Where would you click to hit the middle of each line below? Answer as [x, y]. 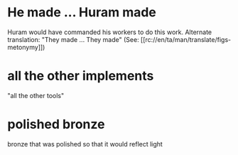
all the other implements [81, 76]
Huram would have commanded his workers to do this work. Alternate [110, 32]
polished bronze [56, 124]
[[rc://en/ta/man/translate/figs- [186, 39]
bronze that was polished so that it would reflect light [85, 144]
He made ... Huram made [82, 12]
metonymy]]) [26, 47]
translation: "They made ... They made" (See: [74, 39]
